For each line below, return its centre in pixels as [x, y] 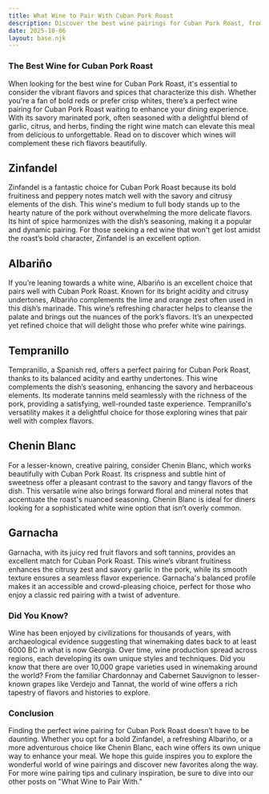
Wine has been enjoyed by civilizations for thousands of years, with [120, 632]
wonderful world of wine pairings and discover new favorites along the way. [133, 764]
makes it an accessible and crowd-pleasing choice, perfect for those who [130, 586]
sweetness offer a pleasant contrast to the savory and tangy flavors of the [130, 482]
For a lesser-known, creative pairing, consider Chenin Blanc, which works [130, 465]
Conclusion [31, 713]
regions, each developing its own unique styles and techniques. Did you [127, 658]
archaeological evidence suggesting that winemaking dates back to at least [132, 641]
